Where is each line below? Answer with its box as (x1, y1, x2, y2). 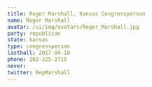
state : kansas (7, 36, 49, 43)
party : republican (7, 29, 61, 37)
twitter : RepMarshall (7, 69, 71, 76)
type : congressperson (7, 43, 71, 50)
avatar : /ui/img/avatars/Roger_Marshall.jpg (7, 23, 139, 30)
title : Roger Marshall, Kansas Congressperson (7, 10, 146, 18)
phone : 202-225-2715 (7, 56, 68, 63)
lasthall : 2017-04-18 (7, 50, 71, 57)
